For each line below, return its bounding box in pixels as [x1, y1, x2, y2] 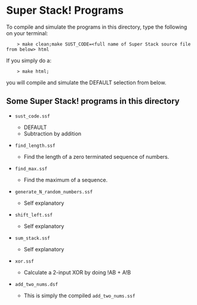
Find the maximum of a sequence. [23, 176, 108, 183]
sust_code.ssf [14, 113, 50, 119]
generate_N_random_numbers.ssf [14, 189, 93, 195]
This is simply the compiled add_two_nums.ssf [23, 292, 136, 299]
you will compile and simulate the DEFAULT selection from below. [6, 79, 167, 86]
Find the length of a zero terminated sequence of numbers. [23, 153, 170, 160]
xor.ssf [14, 258, 34, 264]
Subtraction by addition [23, 130, 82, 137]
